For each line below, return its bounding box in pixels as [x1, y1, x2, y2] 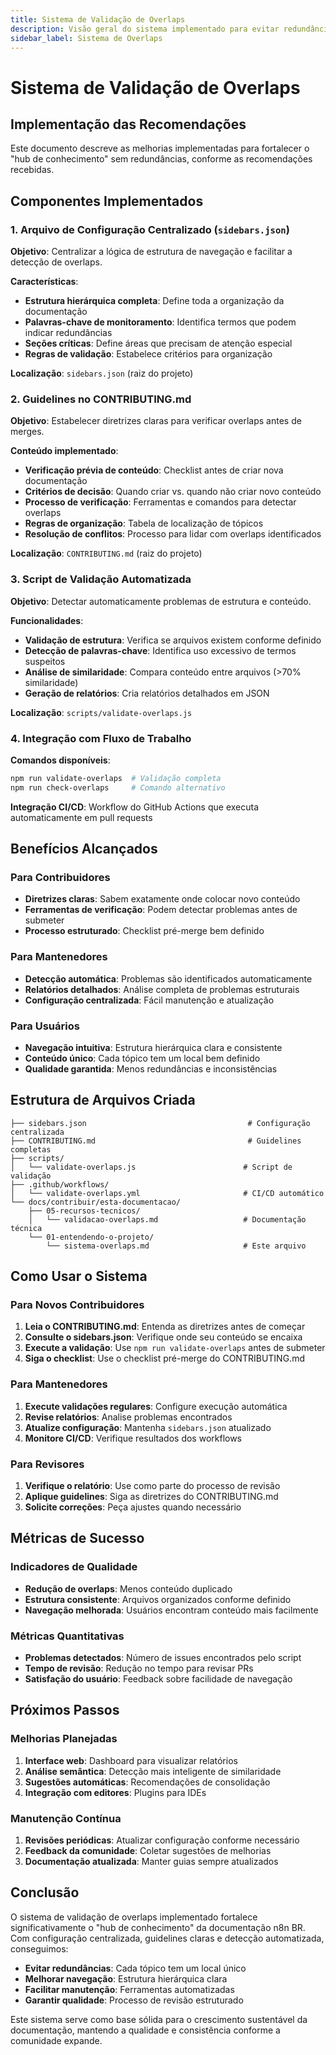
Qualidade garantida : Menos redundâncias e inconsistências [24, 1062, 278, 1075]
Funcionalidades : [10, 614, 84, 626]
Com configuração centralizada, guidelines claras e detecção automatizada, [10, 1932, 325, 1944]
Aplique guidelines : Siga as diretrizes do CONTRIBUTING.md [24, 1491, 279, 1503]
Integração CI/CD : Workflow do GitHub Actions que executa [10, 801, 260, 813]
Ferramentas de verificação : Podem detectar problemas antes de [24, 904, 298, 916]
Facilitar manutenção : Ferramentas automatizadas [24, 1983, 235, 1995]
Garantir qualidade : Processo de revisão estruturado [24, 1994, 244, 2006]
